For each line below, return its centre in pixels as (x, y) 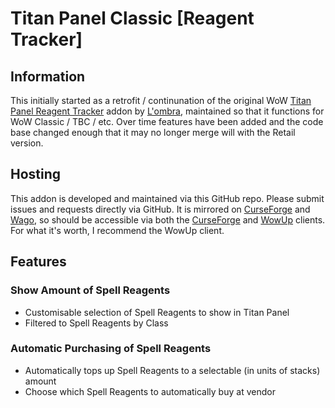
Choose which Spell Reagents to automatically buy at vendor (150, 391)
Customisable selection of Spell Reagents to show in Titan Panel (157, 312)
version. (27, 143)
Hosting (36, 174)
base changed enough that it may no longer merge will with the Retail (153, 132)
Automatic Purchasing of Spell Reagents (111, 349)
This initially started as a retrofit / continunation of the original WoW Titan (161, 100)
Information (48, 76)
